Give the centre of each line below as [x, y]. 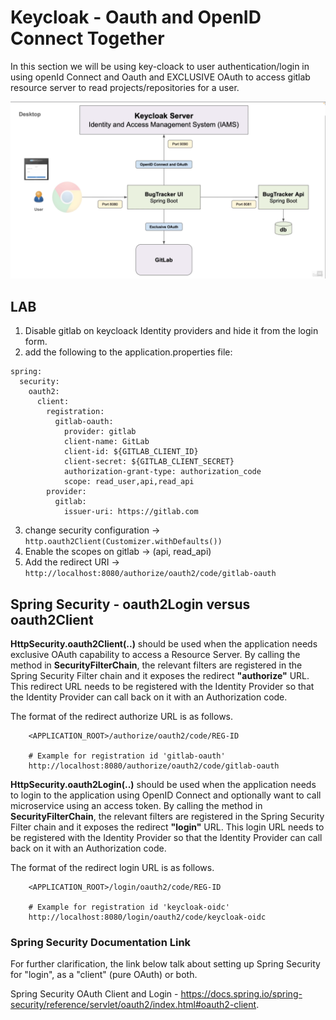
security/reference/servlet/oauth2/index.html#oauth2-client [133, 1005]
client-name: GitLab [106, 442]
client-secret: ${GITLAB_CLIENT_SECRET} [149, 462]
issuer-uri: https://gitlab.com [131, 512]
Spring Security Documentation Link [101, 942]
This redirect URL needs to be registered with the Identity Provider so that [162, 687]
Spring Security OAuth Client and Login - [94, 994]
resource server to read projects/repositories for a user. [125, 87]
